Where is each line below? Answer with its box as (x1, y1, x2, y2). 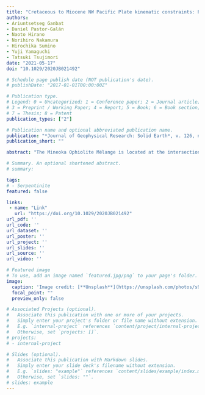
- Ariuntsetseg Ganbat (6, 20, 64, 26)
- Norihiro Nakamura (6, 37, 59, 43)
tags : (6, 177, 20, 183)
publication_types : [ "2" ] (6, 116, 72, 122)
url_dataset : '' (6, 227, 48, 233)
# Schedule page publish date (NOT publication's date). (6, 77, 154, 83)
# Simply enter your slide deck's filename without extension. (6, 363, 176, 369)
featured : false (6, 188, 48, 194)
